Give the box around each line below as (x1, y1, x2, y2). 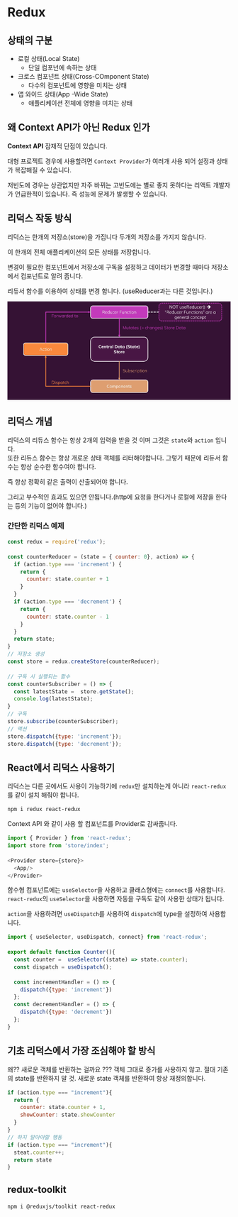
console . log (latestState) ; (13, 695, 93, 703)
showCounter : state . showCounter (20, 1111, 115, 1118)
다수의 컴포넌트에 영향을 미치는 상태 (28, 81, 127, 89)
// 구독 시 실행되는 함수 (7, 673, 71, 680)
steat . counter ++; (13, 1149, 65, 1156)
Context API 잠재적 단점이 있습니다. (7, 141, 108, 150)
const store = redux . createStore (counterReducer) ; (7, 658, 160, 666)
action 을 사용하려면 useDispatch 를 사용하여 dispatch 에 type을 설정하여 (7, 910, 208, 918)
